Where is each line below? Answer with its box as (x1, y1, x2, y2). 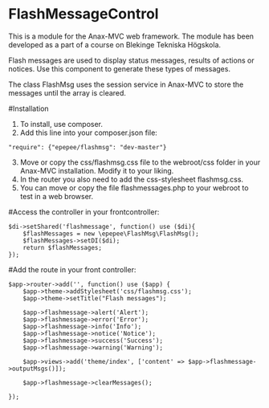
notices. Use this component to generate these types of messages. (8, 63, 231, 73)
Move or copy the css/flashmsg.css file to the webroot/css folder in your (19, 157, 261, 167)
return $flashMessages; (22, 243, 103, 251)
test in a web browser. (19, 191, 94, 201)
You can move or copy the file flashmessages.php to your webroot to (19, 182, 249, 193)
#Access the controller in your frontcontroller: (8, 206, 160, 217)
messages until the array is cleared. (8, 88, 127, 97)
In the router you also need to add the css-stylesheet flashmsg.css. (19, 174, 243, 184)
